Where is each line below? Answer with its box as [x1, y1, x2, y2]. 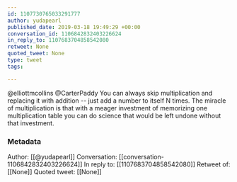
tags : [7, 63, 23, 70]
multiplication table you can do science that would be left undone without [7, 111, 221, 120]
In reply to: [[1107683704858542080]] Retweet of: [83, 160, 231, 169]
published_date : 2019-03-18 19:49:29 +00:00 [7, 23, 141, 30]
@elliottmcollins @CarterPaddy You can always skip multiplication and [7, 89, 213, 97]
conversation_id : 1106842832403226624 [7, 30, 122, 38]
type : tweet [7, 57, 42, 64]
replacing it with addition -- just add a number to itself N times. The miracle [7, 96, 226, 105]
